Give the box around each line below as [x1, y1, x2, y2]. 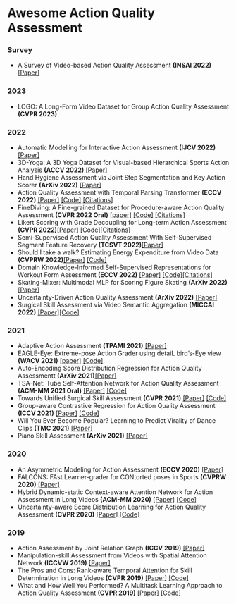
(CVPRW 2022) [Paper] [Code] [17, 256, 107, 264]
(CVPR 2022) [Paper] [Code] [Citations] [17, 226, 131, 234]
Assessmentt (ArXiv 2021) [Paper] [17, 371, 117, 380]
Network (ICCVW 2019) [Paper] [17, 558, 111, 567]
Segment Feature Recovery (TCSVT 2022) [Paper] [17, 241, 163, 249]
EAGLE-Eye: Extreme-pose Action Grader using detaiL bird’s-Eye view [17, 349, 221, 357]
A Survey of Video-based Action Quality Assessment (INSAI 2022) [17, 61, 212, 70]
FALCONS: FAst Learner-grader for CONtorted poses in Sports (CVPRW [17, 472, 227, 481]
